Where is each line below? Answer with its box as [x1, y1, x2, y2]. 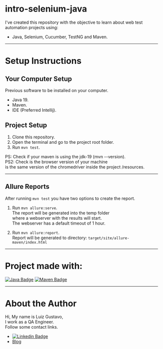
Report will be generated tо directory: [12, 235, 87, 241]
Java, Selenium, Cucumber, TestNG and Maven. [12, 34, 108, 40]
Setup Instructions [5, 56, 81, 66]
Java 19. [12, 97, 29, 103]
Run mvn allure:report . [12, 229, 60, 235]
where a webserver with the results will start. [12, 215, 102, 221]
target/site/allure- [88, 236, 130, 241]
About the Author [5, 298, 77, 309]
